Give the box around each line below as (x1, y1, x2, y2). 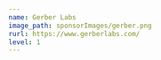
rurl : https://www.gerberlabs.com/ (8, 29, 141, 38)
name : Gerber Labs (8, 12, 76, 22)
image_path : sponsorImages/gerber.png (8, 21, 152, 30)
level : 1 (8, 37, 41, 47)
